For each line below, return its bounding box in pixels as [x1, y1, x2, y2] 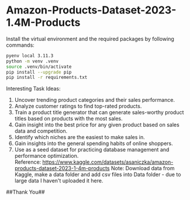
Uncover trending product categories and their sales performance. [14, 96, 175, 104]
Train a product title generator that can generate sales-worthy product [14, 109, 184, 116]
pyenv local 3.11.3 [6, 53, 54, 58]
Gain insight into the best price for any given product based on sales [14, 121, 179, 129]
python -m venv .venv [6, 58, 59, 64]
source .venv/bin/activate [6, 64, 72, 70]
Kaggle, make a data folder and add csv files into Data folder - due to [14, 171, 181, 178]
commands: [6, 42, 35, 49]
